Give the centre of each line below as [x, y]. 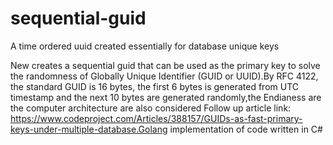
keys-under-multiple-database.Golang [89, 129]
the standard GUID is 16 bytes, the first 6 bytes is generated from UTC [155, 86]
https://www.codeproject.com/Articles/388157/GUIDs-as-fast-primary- [156, 118]
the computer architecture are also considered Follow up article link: [151, 108]
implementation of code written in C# [246, 129]
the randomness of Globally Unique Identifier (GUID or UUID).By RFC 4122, [164, 76]
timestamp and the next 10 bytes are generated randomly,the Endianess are [166, 97]
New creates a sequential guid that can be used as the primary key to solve [165, 65]
